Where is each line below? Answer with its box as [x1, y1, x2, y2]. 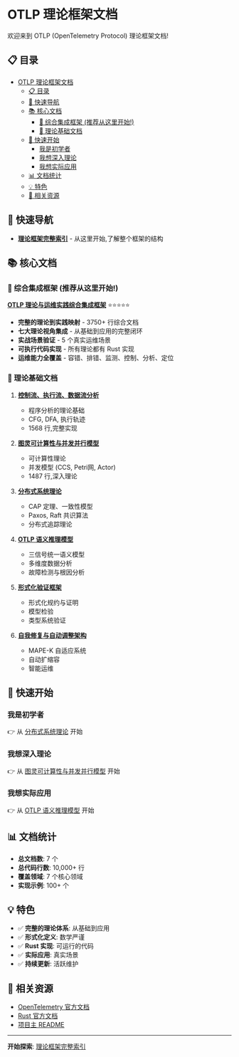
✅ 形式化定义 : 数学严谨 [17, 933, 85, 942]
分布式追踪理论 [28, 520, 73, 528]
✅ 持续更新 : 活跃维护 [17, 959, 79, 968]
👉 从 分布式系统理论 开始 [7, 727, 83, 736]
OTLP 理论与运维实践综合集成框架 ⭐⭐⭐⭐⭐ [7, 300, 130, 310]
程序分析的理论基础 [28, 406, 85, 414]
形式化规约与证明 [28, 598, 79, 606]
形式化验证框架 [17, 583, 62, 591]
